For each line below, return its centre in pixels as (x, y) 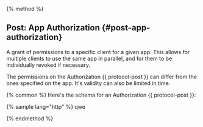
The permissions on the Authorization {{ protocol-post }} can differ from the (101, 77)
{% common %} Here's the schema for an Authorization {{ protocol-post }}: (101, 95)
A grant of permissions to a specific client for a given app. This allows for (98, 52)
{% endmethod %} (30, 118)
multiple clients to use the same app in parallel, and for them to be (89, 58)
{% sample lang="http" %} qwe (46, 106)
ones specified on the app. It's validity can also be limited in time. (88, 83)
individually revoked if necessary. (48, 65)
